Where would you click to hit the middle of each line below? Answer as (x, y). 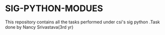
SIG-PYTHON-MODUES (54, 9)
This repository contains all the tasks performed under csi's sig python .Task (82, 22)
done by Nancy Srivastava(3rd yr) (39, 27)
